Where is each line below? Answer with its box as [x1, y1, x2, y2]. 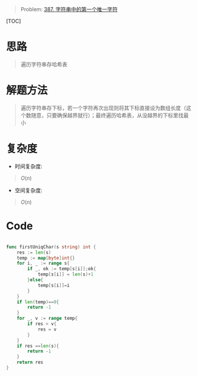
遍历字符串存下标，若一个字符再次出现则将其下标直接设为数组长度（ [20, 104, 186, 111]
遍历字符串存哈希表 [20, 60, 68, 67]
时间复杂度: [14, 163, 42, 170]
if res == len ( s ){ [17, 343, 60, 349]
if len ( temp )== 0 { [17, 299, 60, 305]
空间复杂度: [14, 186, 42, 194]
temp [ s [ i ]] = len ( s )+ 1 [37, 271, 94, 277]
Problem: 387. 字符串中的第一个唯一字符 [20, 6, 118, 12]
